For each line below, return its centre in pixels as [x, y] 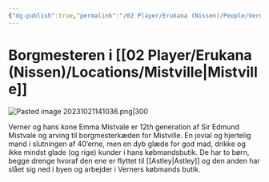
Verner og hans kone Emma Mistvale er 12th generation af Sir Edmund [124, 127]
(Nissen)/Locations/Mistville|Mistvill [133, 72]
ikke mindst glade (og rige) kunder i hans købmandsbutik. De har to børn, [129, 152]
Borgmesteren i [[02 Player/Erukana [130, 55]
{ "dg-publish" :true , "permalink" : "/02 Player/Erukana [98, 16]
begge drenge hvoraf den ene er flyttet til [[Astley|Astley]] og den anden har [134, 160]
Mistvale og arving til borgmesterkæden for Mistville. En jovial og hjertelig [130, 135]
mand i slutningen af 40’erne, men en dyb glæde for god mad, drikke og [127, 144]
